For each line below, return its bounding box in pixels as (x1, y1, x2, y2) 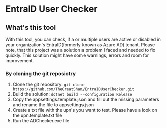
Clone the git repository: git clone (12, 81, 85, 88)
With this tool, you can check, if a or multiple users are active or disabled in (5, 36, 161, 42)
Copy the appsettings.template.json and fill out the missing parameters (12, 96, 159, 103)
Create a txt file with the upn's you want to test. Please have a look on (12, 107, 157, 113)
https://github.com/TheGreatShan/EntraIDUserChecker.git (12, 87, 135, 92)
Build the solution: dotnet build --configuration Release (12, 91, 132, 97)
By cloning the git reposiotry (5, 70, 76, 77)
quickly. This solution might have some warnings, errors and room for (5, 52, 149, 58)
